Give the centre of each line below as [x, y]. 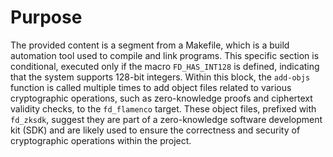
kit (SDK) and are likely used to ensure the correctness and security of [155, 130]
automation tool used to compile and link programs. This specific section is [165, 55]
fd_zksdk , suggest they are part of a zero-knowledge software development [166, 119]
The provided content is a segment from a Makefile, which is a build [150, 45]
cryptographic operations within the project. [101, 140]
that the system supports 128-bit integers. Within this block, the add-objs [160, 77]
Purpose [46, 17]
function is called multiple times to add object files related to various [151, 87]
